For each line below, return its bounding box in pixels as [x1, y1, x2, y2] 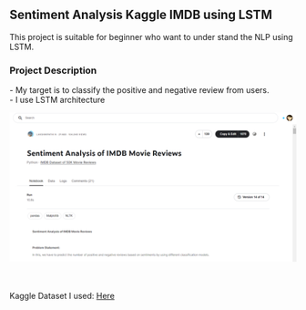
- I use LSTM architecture [9, 95, 106, 106]
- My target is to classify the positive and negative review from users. [9, 85, 270, 96]
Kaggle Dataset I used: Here [9, 290, 116, 301]
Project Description [9, 64, 97, 77]
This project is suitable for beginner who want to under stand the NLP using [9, 31, 293, 42]
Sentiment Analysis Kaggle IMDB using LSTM [9, 7, 273, 23]
